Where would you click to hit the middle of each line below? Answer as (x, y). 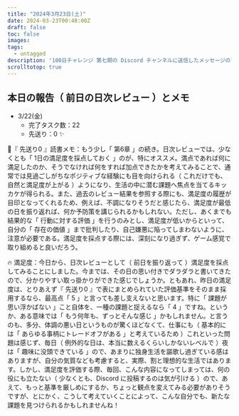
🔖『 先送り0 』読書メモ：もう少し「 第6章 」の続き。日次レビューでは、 (113, 149)
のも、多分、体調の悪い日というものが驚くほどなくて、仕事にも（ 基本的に (117, 325)
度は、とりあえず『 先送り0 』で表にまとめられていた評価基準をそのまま (114, 289)
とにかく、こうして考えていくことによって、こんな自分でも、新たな (131, 396)
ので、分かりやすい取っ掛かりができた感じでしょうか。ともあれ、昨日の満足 (119, 280)
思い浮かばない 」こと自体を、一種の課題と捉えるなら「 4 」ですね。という (118, 307)
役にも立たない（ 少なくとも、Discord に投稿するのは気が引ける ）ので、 (115, 378)
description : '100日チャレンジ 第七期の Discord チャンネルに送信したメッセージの (119, 61)
